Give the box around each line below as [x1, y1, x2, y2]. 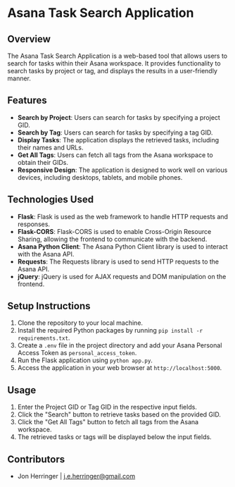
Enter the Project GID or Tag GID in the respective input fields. [17, 403, 197, 412]
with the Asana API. [17, 249, 75, 258]
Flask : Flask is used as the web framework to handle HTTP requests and [17, 212, 229, 221]
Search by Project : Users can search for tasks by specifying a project [17, 113, 220, 121]
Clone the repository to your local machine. [17, 319, 143, 327]
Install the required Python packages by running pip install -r [17, 326, 203, 335]
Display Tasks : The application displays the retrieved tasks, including [17, 135, 220, 144]
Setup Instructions [7, 300, 91, 312]
